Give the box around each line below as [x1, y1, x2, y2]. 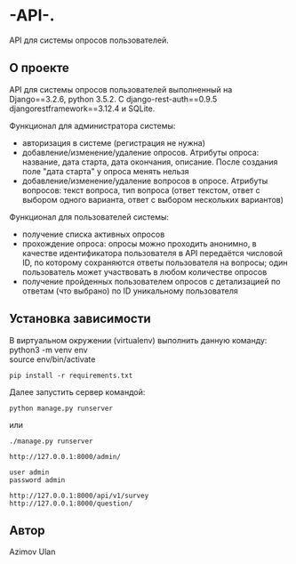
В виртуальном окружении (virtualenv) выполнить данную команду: [9, 334, 268, 345]
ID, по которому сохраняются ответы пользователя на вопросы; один [21, 257, 288, 268]
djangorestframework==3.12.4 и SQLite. [9, 103, 156, 114]
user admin [9, 468, 50, 477]
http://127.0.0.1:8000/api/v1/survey [9, 491, 149, 500]
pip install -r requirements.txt [9, 371, 133, 380]
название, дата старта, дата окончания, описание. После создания [21, 157, 278, 167]
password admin [9, 475, 66, 485]
